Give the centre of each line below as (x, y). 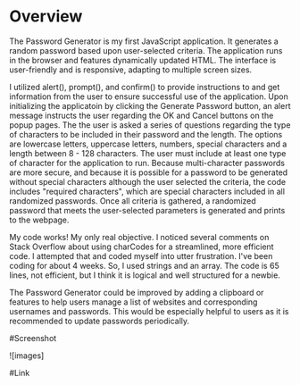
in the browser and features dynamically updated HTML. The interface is (143, 60)
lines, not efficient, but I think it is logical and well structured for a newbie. (145, 275)
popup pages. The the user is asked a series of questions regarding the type (150, 125)
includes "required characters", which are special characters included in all (147, 191)
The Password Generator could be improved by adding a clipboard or (137, 292)
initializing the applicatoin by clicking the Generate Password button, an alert (150, 105)
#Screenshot (33, 338)
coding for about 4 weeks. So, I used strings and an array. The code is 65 (144, 265)
